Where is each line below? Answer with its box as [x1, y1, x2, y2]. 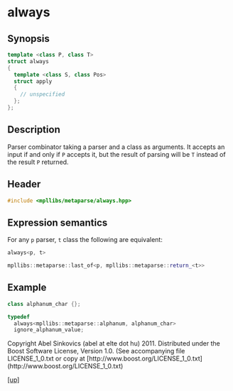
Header [7, 178, 41, 190]
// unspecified [20, 91, 65, 98]
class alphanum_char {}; [7, 300, 81, 307]
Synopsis [7, 33, 50, 45]
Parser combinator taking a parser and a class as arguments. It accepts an [7, 143, 225, 151]
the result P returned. [7, 158, 69, 166]
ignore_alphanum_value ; [13, 326, 84, 334]
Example [7, 282, 47, 294]
